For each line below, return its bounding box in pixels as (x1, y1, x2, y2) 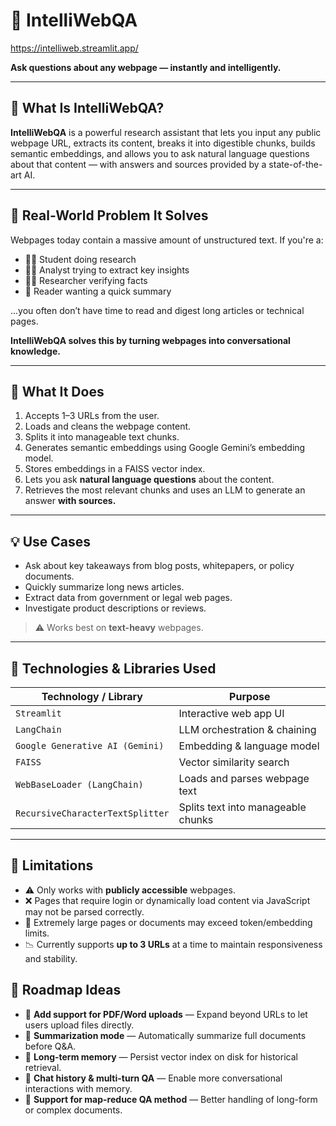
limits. (24, 927, 50, 939)
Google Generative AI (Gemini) (15, 740, 165, 751)
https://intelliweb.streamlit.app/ (10, 42, 139, 54)
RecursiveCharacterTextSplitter (15, 808, 170, 819)
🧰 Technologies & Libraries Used (10, 660, 217, 677)
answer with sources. (24, 495, 117, 507)
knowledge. (10, 345, 61, 357)
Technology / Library (41, 690, 143, 703)
